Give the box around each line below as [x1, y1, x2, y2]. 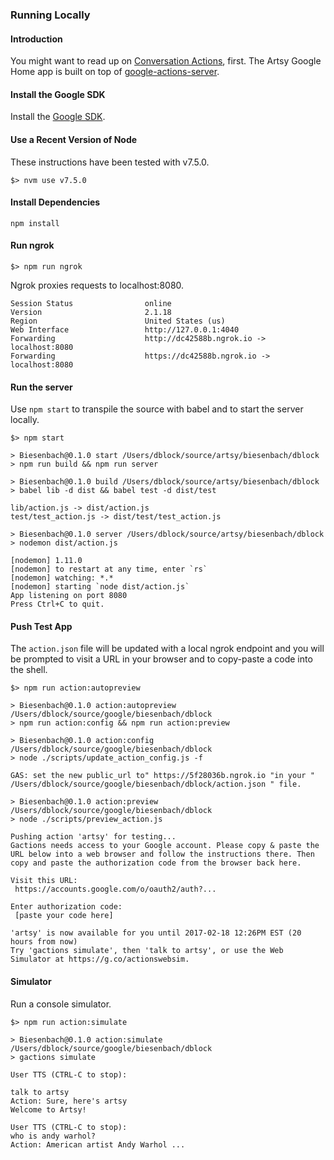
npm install [10, 218, 60, 228]
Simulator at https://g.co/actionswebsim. [10, 954, 190, 965]
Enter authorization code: [10, 902, 123, 912]
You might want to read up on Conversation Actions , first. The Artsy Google [10, 55, 322, 67]
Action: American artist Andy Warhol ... [10, 1139, 186, 1150]
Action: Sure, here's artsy [10, 1096, 128, 1106]
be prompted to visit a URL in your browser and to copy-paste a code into [10, 653, 313, 665]
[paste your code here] [14, 911, 114, 921]
